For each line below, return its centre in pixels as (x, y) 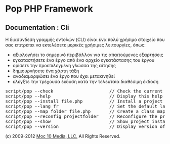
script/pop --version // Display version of (85, 127)
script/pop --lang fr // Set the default (81, 106)
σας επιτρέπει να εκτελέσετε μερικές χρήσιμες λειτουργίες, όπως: (75, 45)
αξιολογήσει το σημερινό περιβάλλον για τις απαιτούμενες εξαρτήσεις (88, 55)
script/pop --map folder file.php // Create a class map (85, 111)
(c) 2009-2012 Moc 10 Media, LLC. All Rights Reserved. (63, 136)
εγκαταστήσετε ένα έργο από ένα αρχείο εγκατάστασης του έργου (83, 60)
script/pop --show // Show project (77, 122)
